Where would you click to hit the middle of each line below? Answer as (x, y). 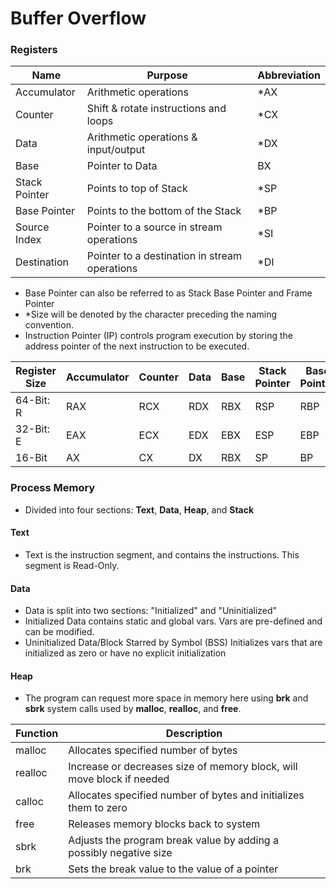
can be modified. (59, 632)
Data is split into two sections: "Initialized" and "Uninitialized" (151, 611)
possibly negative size (120, 853)
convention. (49, 325)
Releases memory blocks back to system (164, 824)
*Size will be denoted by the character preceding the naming (151, 314)
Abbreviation (289, 75)
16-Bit (31, 458)
